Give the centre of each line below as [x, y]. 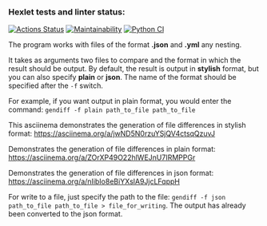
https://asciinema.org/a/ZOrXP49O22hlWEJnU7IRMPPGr [102, 157]
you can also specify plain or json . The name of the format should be [123, 77]
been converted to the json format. [66, 214]
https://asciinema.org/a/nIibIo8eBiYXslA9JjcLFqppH [94, 181]
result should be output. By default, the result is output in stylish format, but [133, 69]
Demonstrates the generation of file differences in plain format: [112, 149]
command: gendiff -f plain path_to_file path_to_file [102, 109]
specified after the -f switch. [56, 85]
